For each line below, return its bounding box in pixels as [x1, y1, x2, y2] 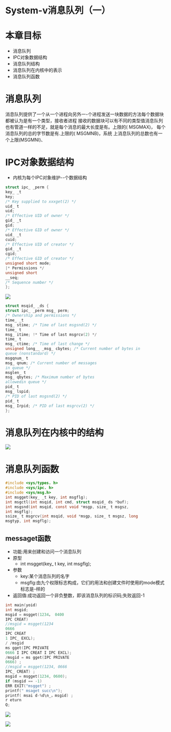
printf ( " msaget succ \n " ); [5, 688, 63, 693]
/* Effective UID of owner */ [5, 213, 70, 218]
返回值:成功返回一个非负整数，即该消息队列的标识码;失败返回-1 [12, 592, 145, 598]
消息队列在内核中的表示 [12, 67, 62, 73]
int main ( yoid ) [5, 602, 38, 608]
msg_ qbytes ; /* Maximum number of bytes [5, 374, 95, 380]
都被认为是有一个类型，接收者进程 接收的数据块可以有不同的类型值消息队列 [5, 118, 163, 124]
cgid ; [5, 251, 17, 256]
